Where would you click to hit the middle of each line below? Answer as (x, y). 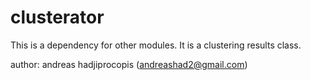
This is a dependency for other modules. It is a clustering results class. (156, 45)
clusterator (57, 17)
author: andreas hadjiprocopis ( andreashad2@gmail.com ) (129, 64)
